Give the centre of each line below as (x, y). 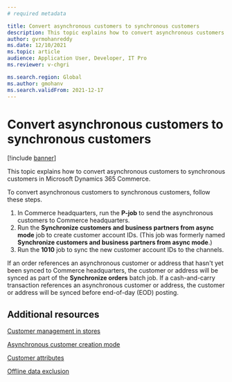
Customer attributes (36, 358)
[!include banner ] (32, 158)
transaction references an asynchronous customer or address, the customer (116, 285)
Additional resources (53, 315)
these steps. (25, 200)
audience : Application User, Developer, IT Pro (77, 58)
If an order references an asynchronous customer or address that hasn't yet (115, 263)
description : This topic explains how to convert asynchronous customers (116, 33)
